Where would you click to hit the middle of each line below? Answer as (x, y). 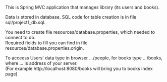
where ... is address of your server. (41, 63)
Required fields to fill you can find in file (46, 43)
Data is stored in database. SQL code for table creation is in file (71, 17)
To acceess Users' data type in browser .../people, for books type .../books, (84, 58)
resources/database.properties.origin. (45, 48)
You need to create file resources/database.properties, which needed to (80, 32)
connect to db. (20, 37)
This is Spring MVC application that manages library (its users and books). (82, 7)
